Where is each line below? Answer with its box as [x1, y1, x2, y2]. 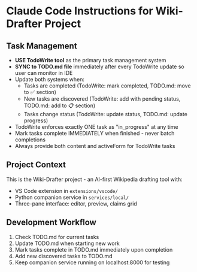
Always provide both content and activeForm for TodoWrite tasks [14, 143, 175, 149]
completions [14, 136, 46, 143]
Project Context [6, 160, 66, 170]
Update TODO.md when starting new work [14, 240, 120, 247]
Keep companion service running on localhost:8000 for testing [14, 259, 170, 266]
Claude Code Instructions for [6, 4, 154, 18]
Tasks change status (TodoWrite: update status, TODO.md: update [23, 111, 187, 117]
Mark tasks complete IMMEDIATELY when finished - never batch [14, 130, 175, 137]
